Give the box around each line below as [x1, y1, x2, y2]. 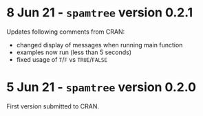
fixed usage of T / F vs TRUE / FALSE [16, 55, 108, 63]
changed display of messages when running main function [16, 40, 183, 49]
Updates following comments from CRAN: [6, 27, 125, 36]
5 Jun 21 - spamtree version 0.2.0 [6, 80, 197, 95]
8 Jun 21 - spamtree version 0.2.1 [6, 5, 193, 21]
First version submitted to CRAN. [6, 102, 100, 111]
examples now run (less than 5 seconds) [16, 48, 132, 56]
